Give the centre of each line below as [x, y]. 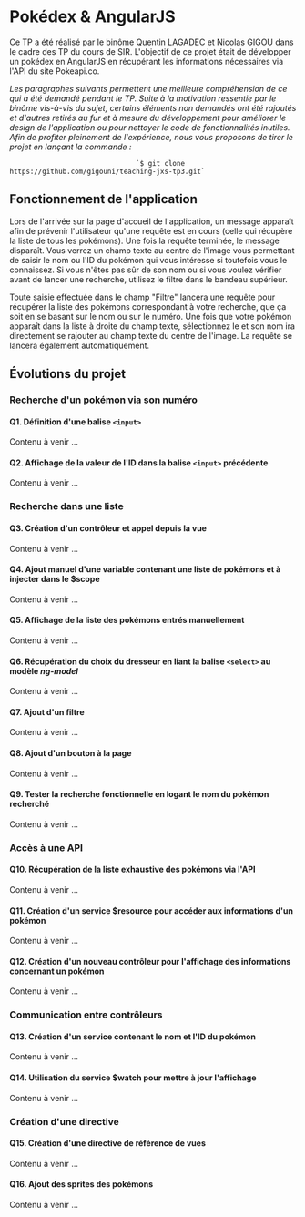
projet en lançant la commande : [71, 147]
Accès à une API [46, 847]
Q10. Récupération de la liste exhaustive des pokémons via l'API [132, 869]
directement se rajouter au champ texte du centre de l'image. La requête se [151, 335]
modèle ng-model [44, 670]
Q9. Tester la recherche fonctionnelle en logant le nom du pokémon [139, 794]
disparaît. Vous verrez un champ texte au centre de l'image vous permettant [152, 250]
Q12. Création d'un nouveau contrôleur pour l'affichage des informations [150, 961]
